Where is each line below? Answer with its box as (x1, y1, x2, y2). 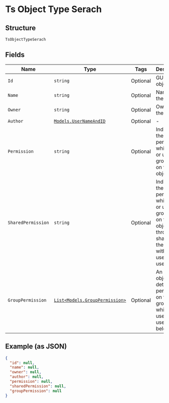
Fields (5, 50, 25, 59)
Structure (5, 24, 36, 32)
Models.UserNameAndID (53, 118, 106, 124)
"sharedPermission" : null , (10, 383, 66, 389)
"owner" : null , (10, 370, 42, 375)
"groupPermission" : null (10, 388, 62, 393)
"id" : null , (10, 360, 35, 365)
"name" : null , (10, 365, 39, 370)
